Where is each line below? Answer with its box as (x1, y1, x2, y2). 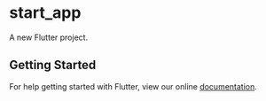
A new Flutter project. (9, 32, 89, 43)
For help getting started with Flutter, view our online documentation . (9, 81, 257, 91)
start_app (9, 3, 82, 23)
